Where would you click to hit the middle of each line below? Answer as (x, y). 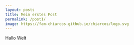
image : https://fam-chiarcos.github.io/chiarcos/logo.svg (67, 24)
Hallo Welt (16, 38)
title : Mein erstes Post (31, 14)
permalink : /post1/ (26, 19)
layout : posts (20, 10)
